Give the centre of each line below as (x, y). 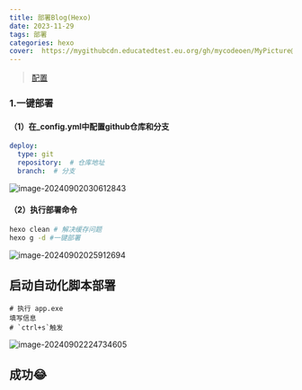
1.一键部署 (31, 103)
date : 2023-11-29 (42, 26)
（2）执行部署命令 (44, 210)
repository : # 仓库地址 (61, 163)
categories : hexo (42, 43)
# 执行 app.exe (36, 308)
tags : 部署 (28, 34)
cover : (22, 51)
